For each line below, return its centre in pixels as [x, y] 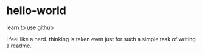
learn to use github [30, 27]
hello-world [37, 11]
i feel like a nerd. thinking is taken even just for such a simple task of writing [101, 39]
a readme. [19, 46]
